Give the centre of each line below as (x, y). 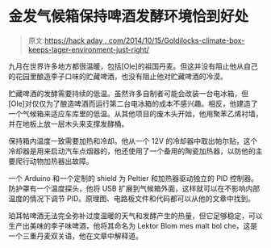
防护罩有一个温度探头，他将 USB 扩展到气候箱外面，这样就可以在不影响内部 (134, 188)
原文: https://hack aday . (67, 40)
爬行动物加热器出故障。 (54, 161)
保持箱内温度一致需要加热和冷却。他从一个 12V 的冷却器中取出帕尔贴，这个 (133, 141)
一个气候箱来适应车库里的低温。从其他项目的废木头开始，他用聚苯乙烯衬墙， (135, 113)
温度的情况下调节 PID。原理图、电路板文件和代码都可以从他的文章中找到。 (132, 198)
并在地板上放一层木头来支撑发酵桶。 (69, 124)
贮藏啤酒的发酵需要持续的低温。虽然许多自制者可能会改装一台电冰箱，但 (128, 93)
